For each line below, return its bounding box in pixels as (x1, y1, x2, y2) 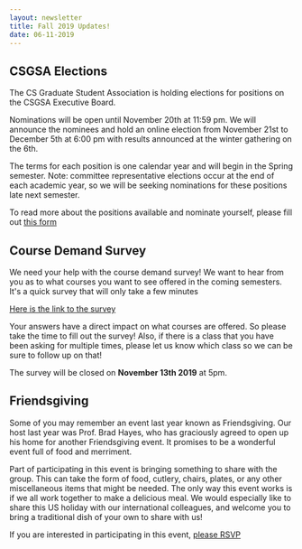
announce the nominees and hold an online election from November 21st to (9, 124, 288, 135)
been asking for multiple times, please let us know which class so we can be (9, 340, 293, 350)
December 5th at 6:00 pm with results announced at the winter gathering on (9, 134, 293, 144)
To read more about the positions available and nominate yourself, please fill (9, 207, 293, 218)
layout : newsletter (9, 13, 83, 23)
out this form (9, 217, 57, 228)
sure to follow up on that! (9, 349, 102, 360)
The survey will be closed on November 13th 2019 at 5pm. (9, 368, 228, 377)
